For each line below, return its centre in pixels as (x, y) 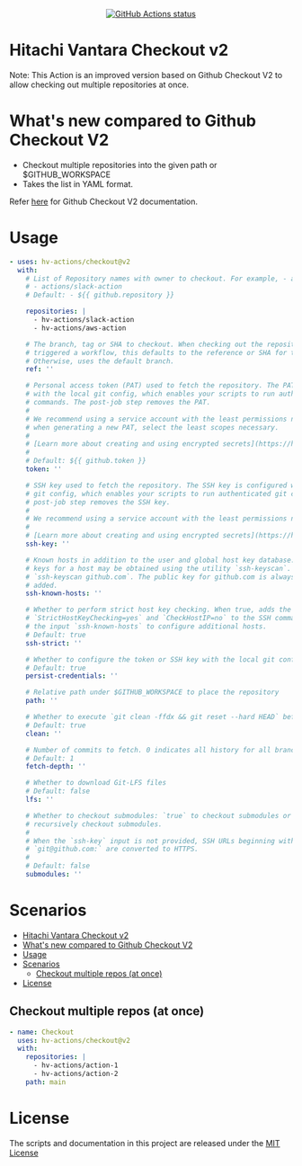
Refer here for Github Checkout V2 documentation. (104, 201)
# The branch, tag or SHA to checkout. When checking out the (144, 344)
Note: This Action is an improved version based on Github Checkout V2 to (146, 75)
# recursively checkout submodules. (94, 824)
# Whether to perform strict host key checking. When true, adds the (159, 610)
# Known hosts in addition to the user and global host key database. (160, 560)
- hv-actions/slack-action (84, 320)
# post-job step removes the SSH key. (98, 502)
